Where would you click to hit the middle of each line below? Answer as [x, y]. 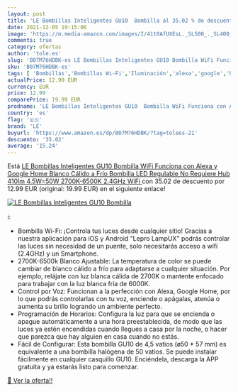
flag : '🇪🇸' [25, 119]
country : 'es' [28, 113]
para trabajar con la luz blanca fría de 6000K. [84, 284]
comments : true [30, 40]
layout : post [27, 14]
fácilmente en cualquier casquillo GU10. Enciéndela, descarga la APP [118, 359]
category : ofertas [34, 47]
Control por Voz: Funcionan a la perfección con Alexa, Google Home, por [124, 291]
